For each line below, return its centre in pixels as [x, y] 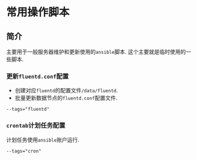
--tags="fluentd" [28, 109]
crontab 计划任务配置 [36, 125]
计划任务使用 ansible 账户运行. [43, 140]
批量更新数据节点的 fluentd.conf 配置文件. [66, 98]
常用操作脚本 [38, 12]
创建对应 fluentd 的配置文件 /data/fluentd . [66, 90]
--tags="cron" [24, 151]
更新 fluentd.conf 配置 [38, 76]
